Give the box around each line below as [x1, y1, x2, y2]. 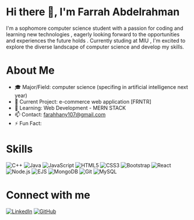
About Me [6, 64, 55, 77]
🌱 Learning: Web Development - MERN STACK [14, 104, 126, 111]
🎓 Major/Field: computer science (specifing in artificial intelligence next [14, 83, 188, 90]
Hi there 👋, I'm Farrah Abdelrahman [6, 5, 180, 19]
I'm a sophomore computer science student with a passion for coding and [6, 25, 184, 32]
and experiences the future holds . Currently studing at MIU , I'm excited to [6, 37, 186, 44]
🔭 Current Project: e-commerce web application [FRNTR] [14, 98, 151, 105]
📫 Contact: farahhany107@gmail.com [14, 111, 106, 118]
